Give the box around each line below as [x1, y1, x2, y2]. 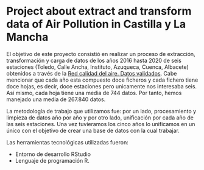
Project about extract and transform [6, 4, 192, 18]
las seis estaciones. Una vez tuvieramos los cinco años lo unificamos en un [6, 120, 195, 127]
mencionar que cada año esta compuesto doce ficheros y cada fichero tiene [6, 76, 199, 83]
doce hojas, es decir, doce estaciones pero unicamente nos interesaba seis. [6, 82, 197, 90]
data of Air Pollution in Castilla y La [6, 17, 186, 31]
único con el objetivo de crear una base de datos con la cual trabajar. [6, 127, 180, 134]
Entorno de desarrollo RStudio [15, 151, 91, 158]
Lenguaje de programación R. [15, 157, 90, 164]
